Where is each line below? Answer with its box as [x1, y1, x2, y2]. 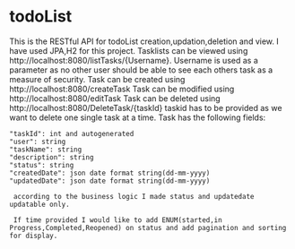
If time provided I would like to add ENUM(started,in [13, 215, 222, 225]
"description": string [9, 152, 94, 162]
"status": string [9, 160, 74, 169]
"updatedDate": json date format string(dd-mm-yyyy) [9, 176, 211, 185]
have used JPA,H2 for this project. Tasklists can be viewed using [9, 45, 248, 56]
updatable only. [9, 200, 70, 209]
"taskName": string [9, 145, 82, 154]
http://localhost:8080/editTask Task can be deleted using [9, 92, 221, 104]
